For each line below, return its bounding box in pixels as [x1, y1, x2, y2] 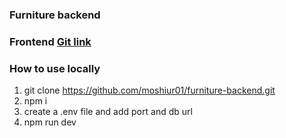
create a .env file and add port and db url [23, 106, 193, 118]
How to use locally [9, 61, 101, 75]
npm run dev [23, 116, 77, 128]
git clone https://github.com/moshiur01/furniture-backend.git [23, 84, 276, 97]
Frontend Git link [9, 34, 92, 48]
